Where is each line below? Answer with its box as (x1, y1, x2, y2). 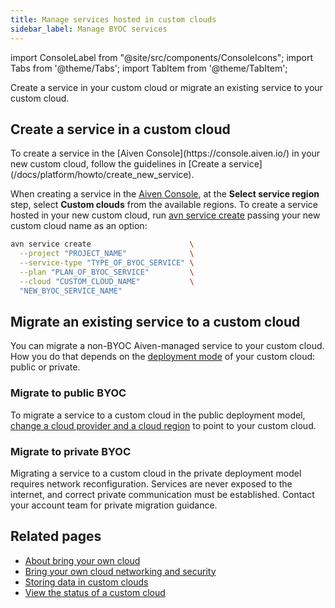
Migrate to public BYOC (10, 386, 127, 400)
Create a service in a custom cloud (10, 121, 231, 138)
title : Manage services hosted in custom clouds (10, 14, 217, 25)
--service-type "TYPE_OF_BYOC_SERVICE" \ (19, 258, 195, 268)
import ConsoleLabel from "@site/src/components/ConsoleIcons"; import (10, 51, 314, 63)
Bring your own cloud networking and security (24, 565, 217, 577)
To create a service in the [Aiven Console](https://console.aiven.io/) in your (10, 147, 321, 160)
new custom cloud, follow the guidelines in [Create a (10, 158, 227, 170)
